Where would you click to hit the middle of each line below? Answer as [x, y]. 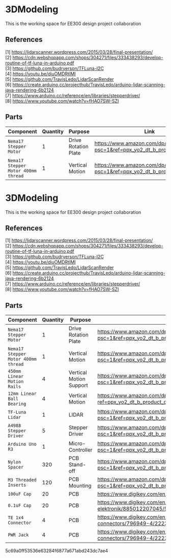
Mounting [80, 486]
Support [78, 386]
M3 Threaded [22, 480]
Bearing [17, 404]
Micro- [77, 443]
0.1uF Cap [20, 506]
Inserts [17, 485]
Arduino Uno [22, 444]
